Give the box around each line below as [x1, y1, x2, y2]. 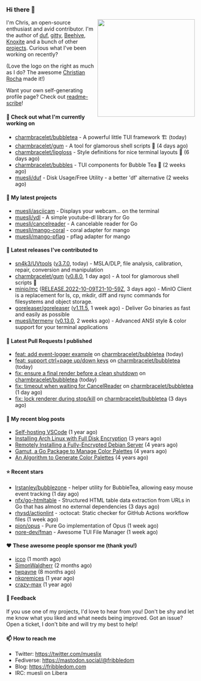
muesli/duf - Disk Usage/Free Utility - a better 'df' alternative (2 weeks [14, 174, 189, 181]
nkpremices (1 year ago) [14, 574, 75, 581]
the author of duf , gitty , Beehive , [6, 32, 86, 39]
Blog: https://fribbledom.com [14, 663, 87, 670]
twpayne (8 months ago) [14, 568, 76, 575]
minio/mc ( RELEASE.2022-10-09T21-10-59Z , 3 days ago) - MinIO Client [14, 285, 192, 293]
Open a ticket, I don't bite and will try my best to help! [6, 620, 138, 628]
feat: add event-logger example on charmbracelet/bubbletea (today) [14, 351, 184, 358]
